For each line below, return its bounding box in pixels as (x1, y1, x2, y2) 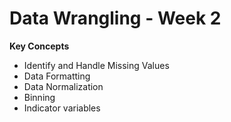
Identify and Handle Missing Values (23, 59, 170, 71)
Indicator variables (23, 102, 101, 114)
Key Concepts (9, 40, 70, 52)
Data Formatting (23, 70, 91, 82)
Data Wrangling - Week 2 (9, 7, 222, 30)
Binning (23, 91, 56, 103)
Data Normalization (23, 80, 104, 92)
